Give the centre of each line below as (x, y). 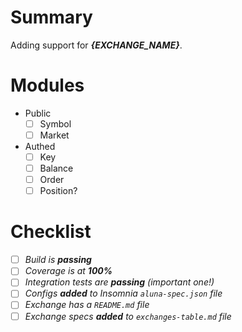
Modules (47, 85)
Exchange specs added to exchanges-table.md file (128, 316)
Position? (58, 191)
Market (54, 135)
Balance (56, 168)
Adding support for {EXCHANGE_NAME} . (96, 45)
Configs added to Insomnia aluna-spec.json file (123, 293)
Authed (40, 146)
